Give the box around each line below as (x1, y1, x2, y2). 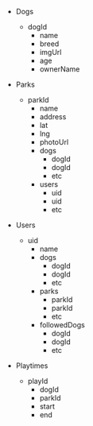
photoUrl (39, 137, 69, 146)
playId (27, 377, 48, 385)
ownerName (39, 64, 80, 74)
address (39, 112, 67, 122)
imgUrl (39, 48, 62, 56)
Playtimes (15, 361, 48, 370)
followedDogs (39, 320, 85, 329)
